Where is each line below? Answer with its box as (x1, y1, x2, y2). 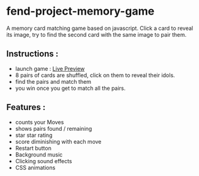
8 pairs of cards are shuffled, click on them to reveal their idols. (15, 71, 176, 79)
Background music (15, 151, 63, 158)
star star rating (15, 131, 53, 139)
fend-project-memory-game (6, 4, 155, 18)
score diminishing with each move (15, 137, 102, 145)
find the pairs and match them (15, 78, 92, 85)
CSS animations (15, 164, 56, 171)
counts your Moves (15, 118, 64, 126)
